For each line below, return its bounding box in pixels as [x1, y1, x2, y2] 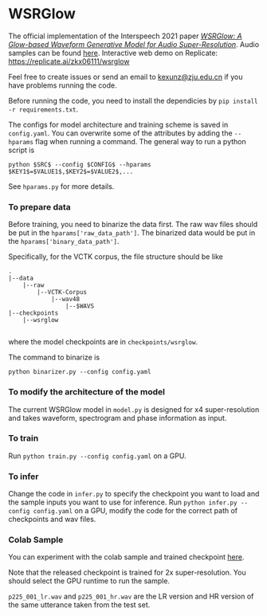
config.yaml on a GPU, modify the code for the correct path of [33, 506, 238, 516]
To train [8, 433, 39, 444]
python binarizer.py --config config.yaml [8, 368, 151, 376]
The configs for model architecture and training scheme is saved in [8, 120, 229, 129]
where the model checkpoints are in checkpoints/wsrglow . [8, 337, 198, 347]
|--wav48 [50, 296, 80, 304]
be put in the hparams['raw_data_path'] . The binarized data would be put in [8, 228, 256, 237]
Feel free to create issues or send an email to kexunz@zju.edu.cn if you [8, 72, 243, 81]
